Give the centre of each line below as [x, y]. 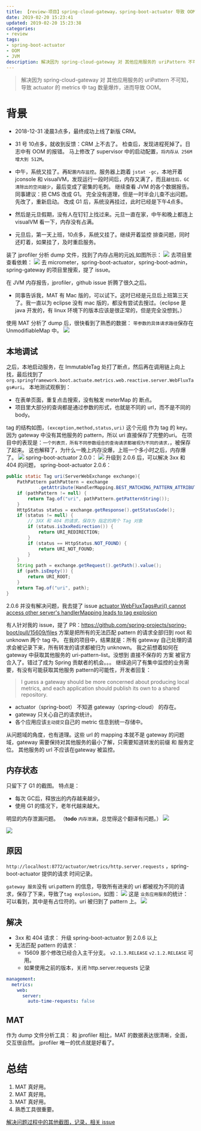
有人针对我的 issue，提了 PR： [44, 625]
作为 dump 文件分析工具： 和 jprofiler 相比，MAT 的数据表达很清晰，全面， [98, 1035]
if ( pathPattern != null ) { [52, 493]
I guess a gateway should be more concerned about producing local [105, 681]
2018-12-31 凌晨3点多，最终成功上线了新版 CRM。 [77, 131]
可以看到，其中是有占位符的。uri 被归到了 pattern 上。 [73, 901]
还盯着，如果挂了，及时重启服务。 [57, 242]
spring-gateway [26, 270]
